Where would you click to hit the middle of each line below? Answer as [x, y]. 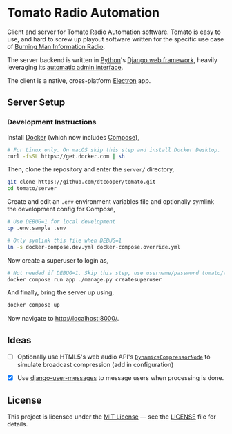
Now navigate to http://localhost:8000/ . [63, 319]
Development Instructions [52, 122]
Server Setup [36, 103]
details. [18, 424]
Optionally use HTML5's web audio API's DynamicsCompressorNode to [114, 357]
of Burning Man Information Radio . [56, 46]
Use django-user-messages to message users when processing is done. [120, 378]
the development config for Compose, [61, 209]
